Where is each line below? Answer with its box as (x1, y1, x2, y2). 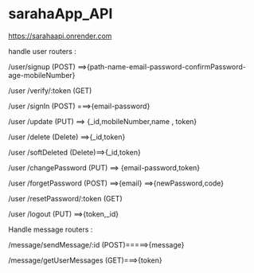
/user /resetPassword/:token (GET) (8, 193, 123, 203)
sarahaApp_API (8, 5, 113, 23)
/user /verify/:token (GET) (8, 85, 92, 96)
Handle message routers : (8, 224, 93, 234)
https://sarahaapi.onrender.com (8, 31, 112, 41)
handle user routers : (8, 46, 77, 56)
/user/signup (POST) (8, 61, 76, 72)
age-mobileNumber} (8, 70, 76, 80)
